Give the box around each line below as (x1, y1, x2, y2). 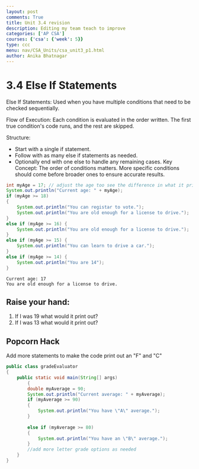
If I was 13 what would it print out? (14, 319, 98, 326)
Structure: (6, 134, 31, 141)
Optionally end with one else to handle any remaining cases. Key (14, 158, 173, 165)
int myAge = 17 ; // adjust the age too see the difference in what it (6, 182, 184, 188)
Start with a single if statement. (14, 145, 91, 152)
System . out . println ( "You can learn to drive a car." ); (17, 243, 155, 249)
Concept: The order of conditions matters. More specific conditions (14, 164, 179, 171)
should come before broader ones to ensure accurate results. (14, 171, 165, 178)
